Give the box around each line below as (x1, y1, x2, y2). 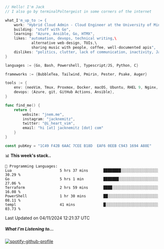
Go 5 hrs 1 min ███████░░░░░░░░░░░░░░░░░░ (5, 176, 159, 181)
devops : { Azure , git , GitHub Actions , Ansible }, (14, 90, 115, 95)
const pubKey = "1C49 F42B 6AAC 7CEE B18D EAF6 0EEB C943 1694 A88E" (5, 143, 152, 148)
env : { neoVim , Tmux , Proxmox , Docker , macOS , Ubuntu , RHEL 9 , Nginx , (14, 85, 159, 90)
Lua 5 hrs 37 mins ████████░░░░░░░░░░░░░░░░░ (5, 168, 159, 173)
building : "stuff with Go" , (14, 27, 71, 32)
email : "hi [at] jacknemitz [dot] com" (22, 126, 104, 131)
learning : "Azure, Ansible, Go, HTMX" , (14, 32, 95, 37)
